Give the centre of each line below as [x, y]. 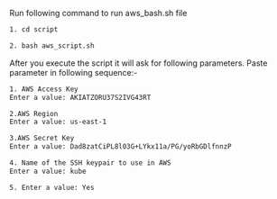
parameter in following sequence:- [74, 72]
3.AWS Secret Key [42, 139]
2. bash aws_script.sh [52, 45]
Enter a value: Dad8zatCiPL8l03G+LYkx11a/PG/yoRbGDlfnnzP [120, 147]
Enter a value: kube [48, 171]
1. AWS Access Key [44, 89]
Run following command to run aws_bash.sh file [98, 13]
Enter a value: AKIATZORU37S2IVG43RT [80, 97]
